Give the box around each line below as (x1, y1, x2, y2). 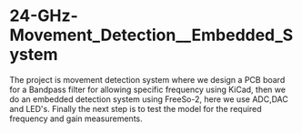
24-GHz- (9, 5, 79, 26)
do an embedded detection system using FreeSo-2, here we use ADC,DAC (9, 93, 288, 105)
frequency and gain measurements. (9, 113, 143, 124)
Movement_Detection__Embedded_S (9, 25, 294, 46)
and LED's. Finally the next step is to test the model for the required (9, 103, 262, 114)
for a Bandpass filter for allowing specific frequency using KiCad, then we (9, 84, 287, 95)
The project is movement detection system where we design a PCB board (9, 74, 286, 85)
